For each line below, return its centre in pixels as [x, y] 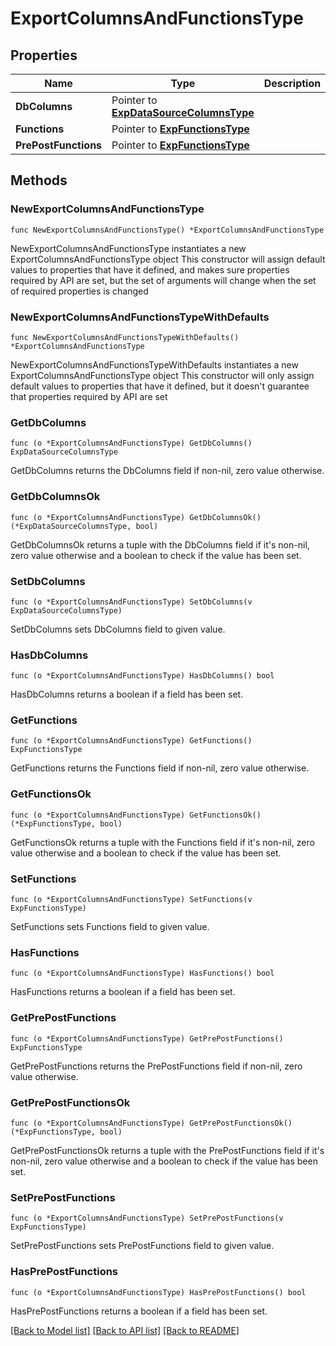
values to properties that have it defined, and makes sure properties [150, 269]
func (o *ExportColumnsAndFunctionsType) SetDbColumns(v [131, 602]
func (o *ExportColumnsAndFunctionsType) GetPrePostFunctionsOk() [151, 1123]
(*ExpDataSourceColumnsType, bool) [84, 526]
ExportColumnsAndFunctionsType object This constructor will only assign [162, 375]
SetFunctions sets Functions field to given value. [110, 927]
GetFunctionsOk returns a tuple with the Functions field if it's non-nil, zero [162, 842]
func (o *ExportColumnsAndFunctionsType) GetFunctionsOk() [136, 815]
